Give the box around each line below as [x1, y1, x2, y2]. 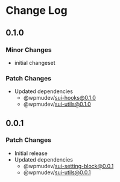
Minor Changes [5, 46, 52, 54]
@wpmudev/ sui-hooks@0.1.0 [23, 94, 96, 102]
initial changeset [14, 59, 55, 66]
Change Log [5, 4, 68, 17]
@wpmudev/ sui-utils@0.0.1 [23, 169, 91, 176]
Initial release [14, 150, 48, 157]
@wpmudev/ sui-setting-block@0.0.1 [23, 162, 114, 169]
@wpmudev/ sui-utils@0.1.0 [23, 100, 91, 108]
